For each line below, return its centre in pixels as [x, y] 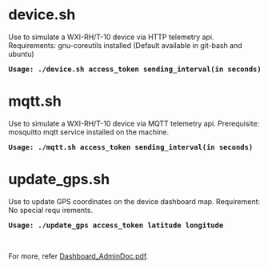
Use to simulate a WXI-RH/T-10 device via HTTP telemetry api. [111, 37]
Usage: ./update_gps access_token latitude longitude [116, 225]
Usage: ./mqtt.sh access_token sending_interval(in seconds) [131, 147]
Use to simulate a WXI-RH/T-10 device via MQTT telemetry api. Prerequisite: [134, 123]
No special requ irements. [51, 210]
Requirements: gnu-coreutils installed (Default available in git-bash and [125, 45]
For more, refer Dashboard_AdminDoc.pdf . [78, 256]
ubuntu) [21, 54]
